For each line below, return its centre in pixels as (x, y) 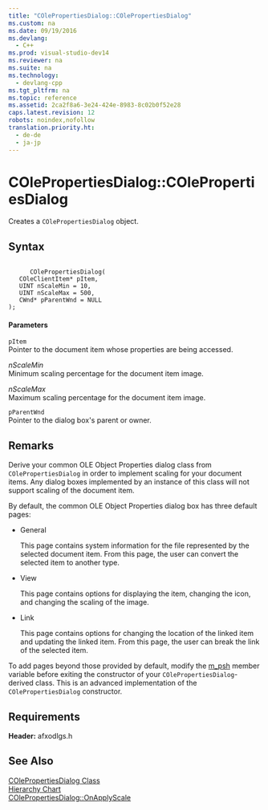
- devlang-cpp (39, 83)
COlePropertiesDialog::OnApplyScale (70, 797)
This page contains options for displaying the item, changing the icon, (135, 593)
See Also (31, 761)
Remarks (31, 445)
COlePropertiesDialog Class (54, 780)
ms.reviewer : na (35, 61)
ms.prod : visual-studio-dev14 (59, 53)
